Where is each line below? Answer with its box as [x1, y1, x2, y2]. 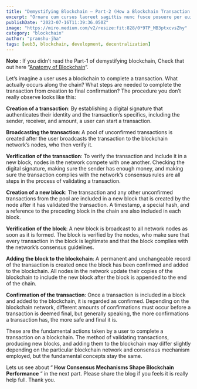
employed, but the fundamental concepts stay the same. [6, 352, 142, 359]
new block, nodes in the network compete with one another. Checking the [6, 159, 185, 166]
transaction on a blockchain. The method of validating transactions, [6, 333, 169, 340]
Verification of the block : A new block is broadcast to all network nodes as [6, 225, 188, 232]
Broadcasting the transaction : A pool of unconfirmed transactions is [6, 128, 173, 135]
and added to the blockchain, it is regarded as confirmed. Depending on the [6, 297, 189, 305]
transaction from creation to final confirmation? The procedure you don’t [6, 87, 181, 94]
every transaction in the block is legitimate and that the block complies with [6, 237, 189, 244]
